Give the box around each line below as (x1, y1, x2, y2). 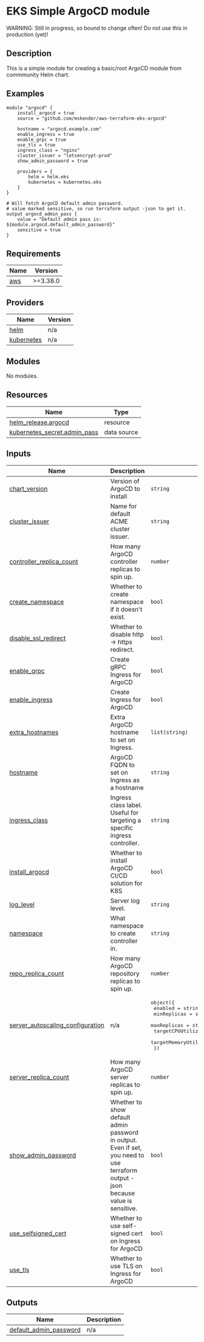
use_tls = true (17, 141, 56, 148)
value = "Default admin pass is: (17, 216, 102, 222)
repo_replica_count (9, 969, 64, 978)
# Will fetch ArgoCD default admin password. (6, 200, 123, 206)
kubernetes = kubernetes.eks (28, 179, 102, 185)
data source (104, 428, 138, 436)
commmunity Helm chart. (6, 71, 70, 78)
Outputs (6, 1298, 38, 1308)
